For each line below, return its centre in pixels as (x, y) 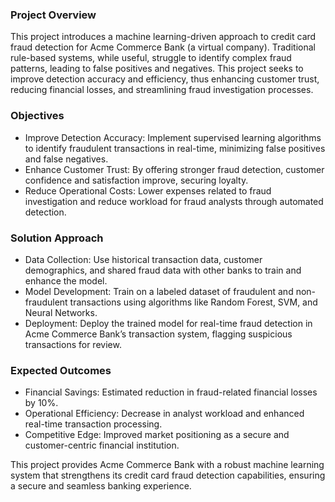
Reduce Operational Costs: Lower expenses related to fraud (148, 190)
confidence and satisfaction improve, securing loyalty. (136, 180)
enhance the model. (66, 280)
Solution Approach (57, 238)
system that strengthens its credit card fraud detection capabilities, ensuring (168, 475)
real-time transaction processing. (93, 424)
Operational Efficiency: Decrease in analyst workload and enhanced (164, 414)
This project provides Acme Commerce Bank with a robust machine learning (167, 465)
